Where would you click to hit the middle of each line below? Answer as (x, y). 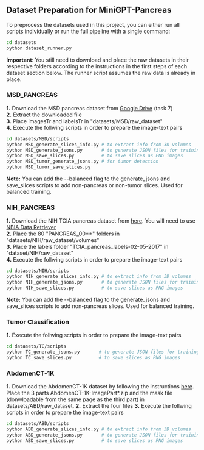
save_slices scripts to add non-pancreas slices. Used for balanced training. (100, 306)
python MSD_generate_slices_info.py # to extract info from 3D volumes (99, 145)
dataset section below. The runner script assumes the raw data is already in (101, 73)
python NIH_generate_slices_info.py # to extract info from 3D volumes (99, 277)
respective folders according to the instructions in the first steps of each (97, 66)
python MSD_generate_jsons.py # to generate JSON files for (92, 150)
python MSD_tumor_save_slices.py (49, 167)
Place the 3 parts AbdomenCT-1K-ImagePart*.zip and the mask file (90, 393)
